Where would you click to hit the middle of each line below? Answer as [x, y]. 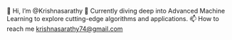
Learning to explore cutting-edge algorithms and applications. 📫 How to [113, 19]
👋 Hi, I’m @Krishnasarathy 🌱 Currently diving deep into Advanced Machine [116, 11]
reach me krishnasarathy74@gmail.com [65, 29]
